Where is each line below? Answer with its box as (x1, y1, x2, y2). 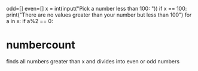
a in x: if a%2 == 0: (6, 18, 53, 24)
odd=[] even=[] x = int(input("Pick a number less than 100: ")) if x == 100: (6, 5, 187, 12)
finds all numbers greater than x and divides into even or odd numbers (6, 57, 180, 64)
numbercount (6, 38, 76, 52)
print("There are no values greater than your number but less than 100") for (6, 11, 192, 18)
